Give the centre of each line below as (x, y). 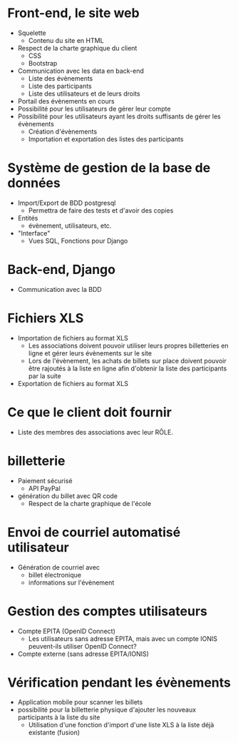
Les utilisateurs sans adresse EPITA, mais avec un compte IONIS (123, 638)
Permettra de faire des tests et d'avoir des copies (101, 210)
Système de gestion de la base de (109, 168)
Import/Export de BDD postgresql (67, 203)
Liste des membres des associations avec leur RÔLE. (95, 432)
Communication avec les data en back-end (81, 71)
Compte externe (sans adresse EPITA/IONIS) (83, 654)
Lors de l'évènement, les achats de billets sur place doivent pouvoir (127, 360)
